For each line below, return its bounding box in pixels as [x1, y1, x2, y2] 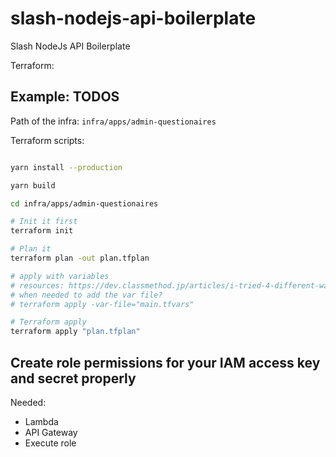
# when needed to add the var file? [10, 290, 163, 300]
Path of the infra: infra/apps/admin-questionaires [10, 115, 217, 127]
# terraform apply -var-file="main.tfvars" [10, 299, 195, 309]
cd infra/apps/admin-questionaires [10, 198, 159, 209]
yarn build [10, 180, 56, 191]
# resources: [10, 280, 65, 291]
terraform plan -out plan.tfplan [10, 253, 150, 263]
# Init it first [10, 217, 78, 227]
